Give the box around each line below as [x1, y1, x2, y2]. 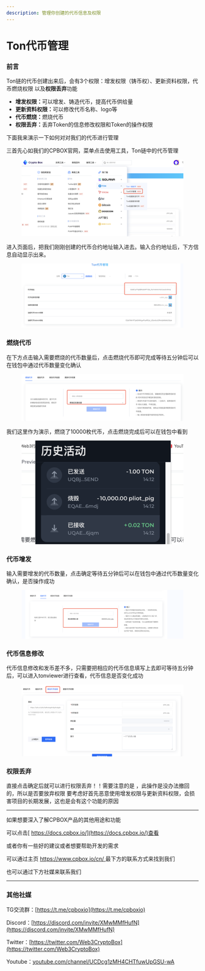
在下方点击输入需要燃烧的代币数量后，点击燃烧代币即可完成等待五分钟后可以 [6, 354, 199, 361]
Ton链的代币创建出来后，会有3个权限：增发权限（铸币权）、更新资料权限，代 [6, 77, 198, 85]
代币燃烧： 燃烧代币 [15, 113, 64, 121]
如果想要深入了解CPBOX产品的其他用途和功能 [6, 816, 121, 824]
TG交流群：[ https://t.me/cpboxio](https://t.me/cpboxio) [6, 906, 146, 913]
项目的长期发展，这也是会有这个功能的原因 [11, 797, 119, 805]
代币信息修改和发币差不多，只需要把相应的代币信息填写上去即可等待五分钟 [6, 664, 193, 671]
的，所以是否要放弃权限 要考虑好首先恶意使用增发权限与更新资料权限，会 [6, 790, 190, 797]
